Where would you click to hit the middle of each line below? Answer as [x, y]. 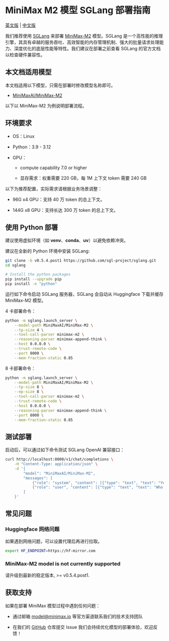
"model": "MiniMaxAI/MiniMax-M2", [59, 473]
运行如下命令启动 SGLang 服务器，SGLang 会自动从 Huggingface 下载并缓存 [84, 294]
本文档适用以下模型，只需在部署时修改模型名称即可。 [60, 85]
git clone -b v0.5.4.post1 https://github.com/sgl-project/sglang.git [81, 261]
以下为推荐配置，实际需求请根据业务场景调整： [54, 189]
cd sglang [16, 265]
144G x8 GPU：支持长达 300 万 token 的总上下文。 [65, 210]
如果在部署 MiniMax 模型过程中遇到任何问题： [53, 606]
